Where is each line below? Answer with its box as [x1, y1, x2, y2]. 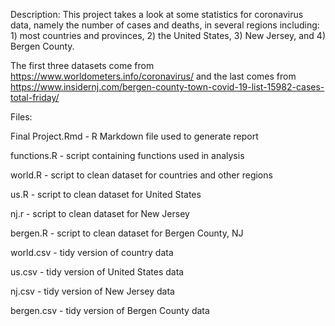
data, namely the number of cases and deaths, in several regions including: [10, 19, 320, 31]
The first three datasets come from [10, 60, 155, 71]
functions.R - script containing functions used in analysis [10, 150, 245, 161]
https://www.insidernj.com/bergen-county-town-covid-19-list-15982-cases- [10, 81, 325, 93]
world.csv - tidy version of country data [10, 247, 174, 258]
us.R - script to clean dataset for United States [10, 189, 202, 200]
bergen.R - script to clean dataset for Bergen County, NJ [10, 227, 244, 239]
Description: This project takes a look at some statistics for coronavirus [10, 9, 304, 20]
